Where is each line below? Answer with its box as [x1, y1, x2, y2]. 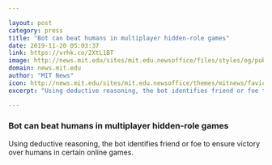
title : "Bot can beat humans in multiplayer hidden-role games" [8, 34, 230, 42]
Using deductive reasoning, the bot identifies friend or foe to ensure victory [8, 138, 261, 148]
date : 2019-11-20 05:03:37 [8, 41, 100, 49]
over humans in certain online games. [8, 147, 134, 157]
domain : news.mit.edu [8, 64, 82, 73]
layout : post [8, 19, 53, 27]
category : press [8, 26, 63, 35]
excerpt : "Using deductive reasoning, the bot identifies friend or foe [8, 87, 259, 95]
